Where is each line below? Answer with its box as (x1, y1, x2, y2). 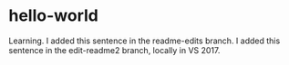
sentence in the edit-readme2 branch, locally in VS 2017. (8, 44, 221, 55)
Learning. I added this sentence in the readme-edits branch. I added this (8, 35, 281, 46)
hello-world (8, 5, 99, 26)
